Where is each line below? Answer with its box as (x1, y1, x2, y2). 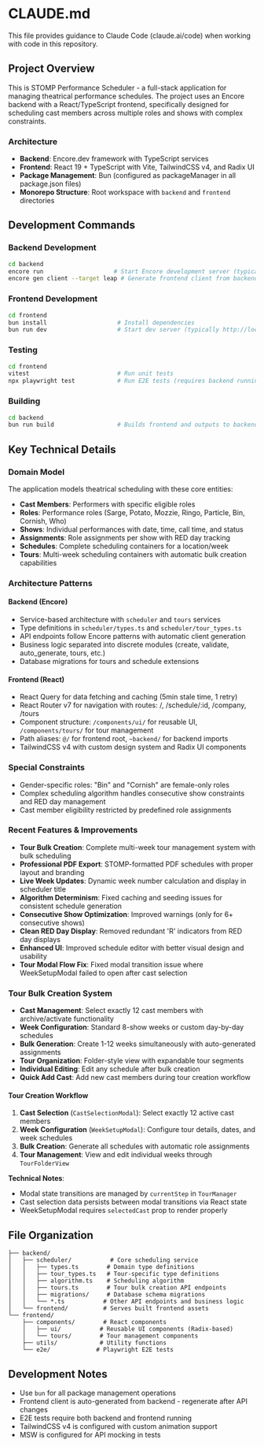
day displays (19, 934, 61, 944)
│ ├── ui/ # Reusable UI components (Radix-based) (22, 1325, 234, 1334)
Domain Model (8, 466, 65, 477)
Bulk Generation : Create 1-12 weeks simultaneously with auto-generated (19, 1039, 256, 1048)
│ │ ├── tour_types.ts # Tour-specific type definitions (8, 1270, 220, 1278)
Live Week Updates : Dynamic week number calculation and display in (19, 876, 247, 885)
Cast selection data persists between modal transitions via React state (19, 1197, 247, 1207)
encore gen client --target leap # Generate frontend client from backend (8, 275, 258, 283)
